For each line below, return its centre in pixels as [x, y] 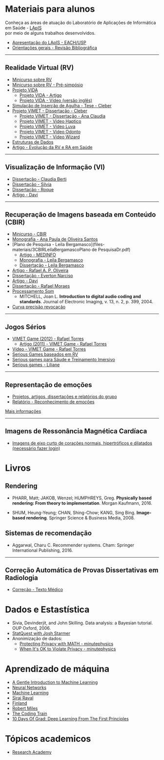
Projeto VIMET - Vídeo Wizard [50, 137]
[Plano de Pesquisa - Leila [38, 245]
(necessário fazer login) [36, 448]
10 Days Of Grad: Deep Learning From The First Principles [70, 719]
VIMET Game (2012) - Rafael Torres [48, 339]
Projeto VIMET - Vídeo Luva [47, 126]
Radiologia [21, 578]
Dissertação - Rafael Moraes [41, 286]
